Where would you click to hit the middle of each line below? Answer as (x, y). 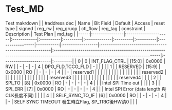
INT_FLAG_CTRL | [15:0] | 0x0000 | (128, 61)
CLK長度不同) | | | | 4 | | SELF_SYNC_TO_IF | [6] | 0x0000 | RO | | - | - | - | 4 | (86, 95)
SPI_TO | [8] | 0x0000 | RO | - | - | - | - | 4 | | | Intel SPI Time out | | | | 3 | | (83, 83)
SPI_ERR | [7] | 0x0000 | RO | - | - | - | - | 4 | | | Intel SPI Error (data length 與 (86, 89)
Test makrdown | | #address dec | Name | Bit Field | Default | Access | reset (85, 23)
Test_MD (25, 9)
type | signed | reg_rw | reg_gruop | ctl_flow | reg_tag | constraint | (75, 28)
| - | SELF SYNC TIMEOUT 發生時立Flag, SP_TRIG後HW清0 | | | (71, 102)
